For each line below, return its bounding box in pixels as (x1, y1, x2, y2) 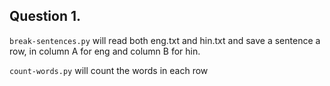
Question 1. (9, 8, 82, 25)
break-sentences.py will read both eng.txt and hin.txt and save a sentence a (9, 34, 321, 46)
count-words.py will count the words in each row (9, 64, 209, 76)
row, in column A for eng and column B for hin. (9, 45, 201, 57)
